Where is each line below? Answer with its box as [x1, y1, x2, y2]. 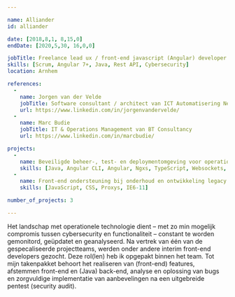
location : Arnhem [7, 68, 58, 75]
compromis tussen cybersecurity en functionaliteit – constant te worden [7, 229, 215, 238]
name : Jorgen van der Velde [20, 93, 101, 100]
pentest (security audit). [7, 282, 77, 290]
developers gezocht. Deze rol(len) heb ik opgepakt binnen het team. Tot [7, 251, 215, 260]
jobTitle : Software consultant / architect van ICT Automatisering [20, 99, 220, 107]
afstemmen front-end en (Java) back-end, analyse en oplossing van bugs [7, 267, 220, 275]
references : [7, 81, 42, 88]
